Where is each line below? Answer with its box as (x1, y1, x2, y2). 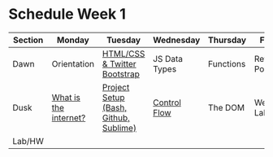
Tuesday (106, 34, 141, 46)
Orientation (51, 58, 95, 69)
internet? (51, 111, 86, 123)
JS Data (153, 53, 184, 64)
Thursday (208, 34, 246, 46)
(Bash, (102, 102, 128, 113)
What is (51, 91, 81, 102)
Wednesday (153, 34, 201, 46)
